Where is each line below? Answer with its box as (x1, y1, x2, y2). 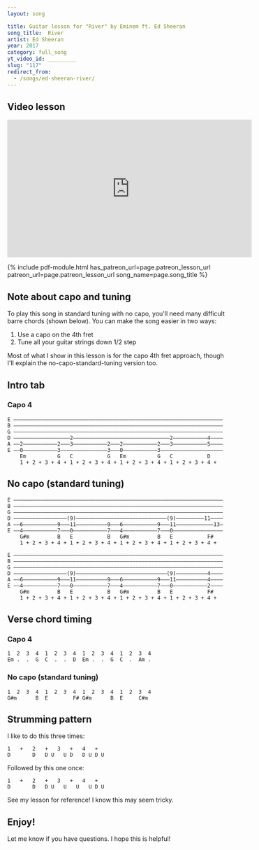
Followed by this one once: (7, 764, 85, 772)
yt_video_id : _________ (7, 55, 77, 63)
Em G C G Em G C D (20, 453, 211, 460)
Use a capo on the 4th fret (17, 330, 94, 339)
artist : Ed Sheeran (7, 36, 64, 43)
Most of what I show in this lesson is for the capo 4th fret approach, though (7, 351, 225, 360)
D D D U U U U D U (7, 784, 105, 791)
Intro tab (7, 379, 45, 391)
